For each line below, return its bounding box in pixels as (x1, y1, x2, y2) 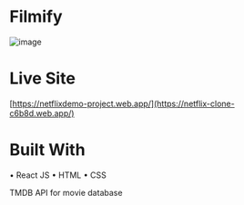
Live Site (9, 68, 76, 89)
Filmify (9, 6, 63, 27)
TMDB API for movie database (9, 187, 123, 198)
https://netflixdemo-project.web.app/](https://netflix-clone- (12, 98, 235, 109)
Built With (9, 140, 86, 161)
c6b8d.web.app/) (9, 107, 75, 119)
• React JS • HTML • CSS (9, 170, 107, 181)
